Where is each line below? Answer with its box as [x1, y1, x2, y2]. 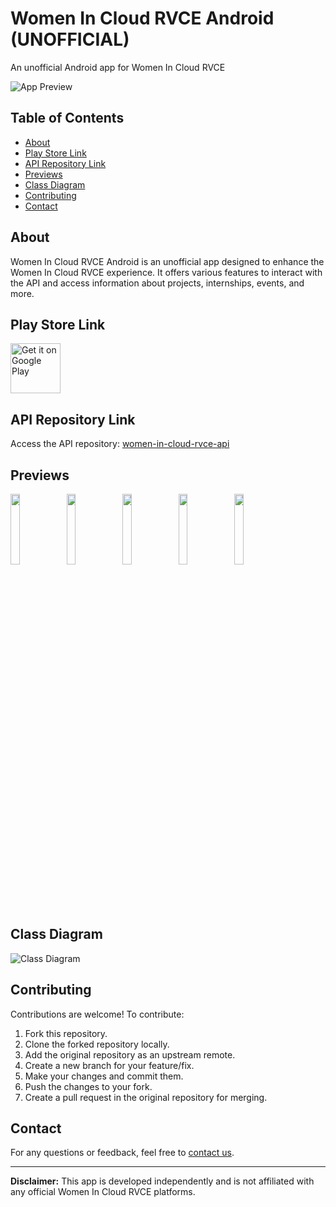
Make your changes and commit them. [24, 1070, 184, 1082]
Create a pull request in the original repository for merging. [24, 1091, 268, 1103]
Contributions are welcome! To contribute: [10, 1008, 185, 1020]
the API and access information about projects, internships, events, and [10, 277, 305, 289]
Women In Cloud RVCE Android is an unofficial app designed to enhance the [10, 255, 325, 267]
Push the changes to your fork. [24, 1080, 153, 1092]
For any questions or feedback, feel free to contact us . [10, 1147, 235, 1159]
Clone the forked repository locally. [24, 1038, 170, 1050]
